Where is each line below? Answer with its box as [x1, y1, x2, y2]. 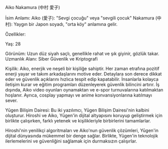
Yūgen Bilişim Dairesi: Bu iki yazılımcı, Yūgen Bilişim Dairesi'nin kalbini [5, 107, 149, 113]
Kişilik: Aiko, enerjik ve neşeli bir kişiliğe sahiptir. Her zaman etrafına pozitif [5, 65, 159, 71]
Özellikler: [5, 31, 26, 37]
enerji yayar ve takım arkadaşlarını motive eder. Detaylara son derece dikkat [5, 71, 162, 76]
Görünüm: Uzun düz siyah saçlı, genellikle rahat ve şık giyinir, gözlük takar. [5, 50, 159, 56]
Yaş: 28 [5, 41, 21, 46]
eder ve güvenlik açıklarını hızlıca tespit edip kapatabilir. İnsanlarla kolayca [5, 76, 159, 82]
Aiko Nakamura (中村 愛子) [5, 4, 60, 10]
